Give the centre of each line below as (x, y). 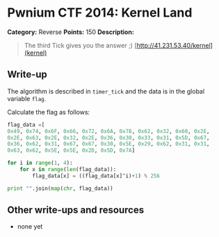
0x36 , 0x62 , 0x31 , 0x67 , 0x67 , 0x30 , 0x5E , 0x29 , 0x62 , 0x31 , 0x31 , (108, 144)
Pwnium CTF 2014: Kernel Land (100, 13)
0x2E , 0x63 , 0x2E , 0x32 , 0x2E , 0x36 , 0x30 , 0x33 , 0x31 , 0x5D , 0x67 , (108, 138)
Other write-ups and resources (76, 210)
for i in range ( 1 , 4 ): (40, 163)
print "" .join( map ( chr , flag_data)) (60, 188)
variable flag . (27, 98)
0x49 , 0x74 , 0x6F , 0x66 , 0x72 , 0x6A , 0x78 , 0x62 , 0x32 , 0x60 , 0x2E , (108, 131)
